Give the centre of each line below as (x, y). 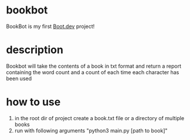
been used (19, 78)
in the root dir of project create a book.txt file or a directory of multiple (99, 118)
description (35, 50)
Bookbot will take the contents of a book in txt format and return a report (94, 66)
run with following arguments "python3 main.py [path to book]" (91, 130)
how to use (33, 102)
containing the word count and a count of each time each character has (93, 72)
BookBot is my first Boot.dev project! (50, 26)
